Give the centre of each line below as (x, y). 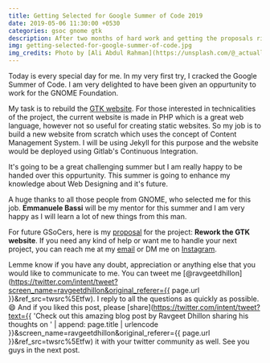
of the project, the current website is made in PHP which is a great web (126, 117)
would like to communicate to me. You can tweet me (95, 273)
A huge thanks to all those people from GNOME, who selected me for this (130, 199)
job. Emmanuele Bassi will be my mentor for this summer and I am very (127, 208)
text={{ (20, 316)
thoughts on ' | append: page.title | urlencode (84, 324)
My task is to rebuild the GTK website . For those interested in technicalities (132, 108)
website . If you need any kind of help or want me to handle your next (123, 241)
